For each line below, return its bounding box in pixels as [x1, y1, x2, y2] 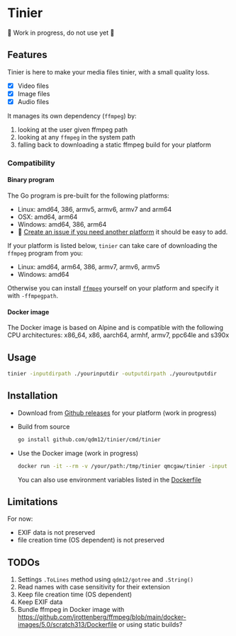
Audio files [17, 97, 50, 106]
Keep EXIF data [17, 598, 63, 606]
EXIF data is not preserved [17, 528, 96, 537]
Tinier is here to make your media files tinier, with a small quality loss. [7, 67, 210, 76]
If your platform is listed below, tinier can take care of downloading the [7, 242, 218, 250]
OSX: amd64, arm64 [17, 212, 78, 221]
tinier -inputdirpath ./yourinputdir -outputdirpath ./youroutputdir [7, 370, 218, 377]
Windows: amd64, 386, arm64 [17, 220, 107, 229]
